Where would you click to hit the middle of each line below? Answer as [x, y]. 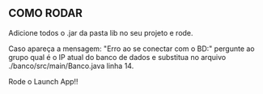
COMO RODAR [46, 13]
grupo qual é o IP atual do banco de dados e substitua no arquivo [117, 57]
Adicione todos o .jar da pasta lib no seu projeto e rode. [101, 32]
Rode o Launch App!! [43, 81]
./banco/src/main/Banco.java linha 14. [71, 66]
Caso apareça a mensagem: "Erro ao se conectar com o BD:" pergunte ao [131, 49]
